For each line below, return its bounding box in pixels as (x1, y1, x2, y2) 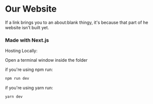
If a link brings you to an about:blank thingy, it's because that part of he (5, 19, 149, 25)
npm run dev (5, 76, 29, 81)
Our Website (5, 3, 57, 15)
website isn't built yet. (5, 24, 49, 30)
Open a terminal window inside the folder (5, 57, 88, 63)
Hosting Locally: (5, 48, 38, 54)
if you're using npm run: (5, 67, 53, 72)
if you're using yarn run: (5, 85, 54, 91)
